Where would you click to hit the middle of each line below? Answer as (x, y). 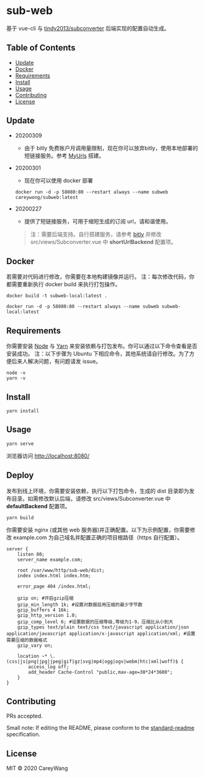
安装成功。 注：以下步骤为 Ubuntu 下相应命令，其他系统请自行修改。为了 (98, 354)
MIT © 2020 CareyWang (37, 768)
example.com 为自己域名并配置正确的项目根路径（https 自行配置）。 (98, 537)
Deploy (20, 476)
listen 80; (31, 554)
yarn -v (16, 378)
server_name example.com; (50, 560)
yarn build (20, 517)
